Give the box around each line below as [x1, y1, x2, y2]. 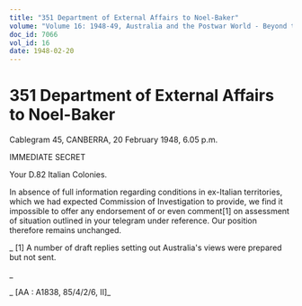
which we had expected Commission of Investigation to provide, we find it [9, 196, 283, 207]
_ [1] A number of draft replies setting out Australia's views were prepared [9, 242, 282, 253]
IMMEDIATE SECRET [9, 152, 86, 163]
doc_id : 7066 [9, 30, 58, 39]
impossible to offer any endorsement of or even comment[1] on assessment [9, 206, 290, 217]
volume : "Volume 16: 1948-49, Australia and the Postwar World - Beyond [9, 22, 288, 31]
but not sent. [9, 252, 57, 263]
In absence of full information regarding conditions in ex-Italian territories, [9, 186, 283, 198]
